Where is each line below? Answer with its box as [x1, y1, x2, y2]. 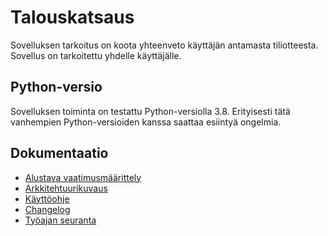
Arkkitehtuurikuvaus [24, 182, 108, 194]
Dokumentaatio [10, 145, 109, 162]
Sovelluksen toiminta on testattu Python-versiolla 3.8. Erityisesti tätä [10, 105, 291, 117]
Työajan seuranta [24, 214, 97, 226]
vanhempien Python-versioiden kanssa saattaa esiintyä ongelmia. [10, 116, 282, 128]
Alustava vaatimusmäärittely [24, 171, 142, 183]
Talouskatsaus [10, 6, 135, 29]
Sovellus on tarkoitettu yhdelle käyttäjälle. [10, 49, 182, 61]
